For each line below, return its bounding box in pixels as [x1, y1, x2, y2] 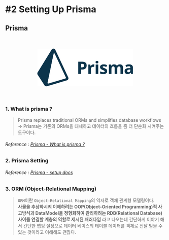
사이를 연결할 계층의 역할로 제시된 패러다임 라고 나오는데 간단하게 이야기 [17, 217, 159, 223]
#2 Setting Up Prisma [5, 4, 96, 15]
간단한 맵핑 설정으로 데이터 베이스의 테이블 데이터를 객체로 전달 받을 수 [23, 223, 163, 229]
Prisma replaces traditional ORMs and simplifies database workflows [17, 117, 161, 123]
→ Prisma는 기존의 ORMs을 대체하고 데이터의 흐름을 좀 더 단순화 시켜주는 [17, 123, 164, 129]
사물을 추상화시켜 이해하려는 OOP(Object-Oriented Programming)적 [17, 204, 157, 210]
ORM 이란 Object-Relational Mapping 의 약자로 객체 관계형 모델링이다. [17, 197, 155, 203]
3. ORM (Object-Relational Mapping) [5, 185, 96, 192]
